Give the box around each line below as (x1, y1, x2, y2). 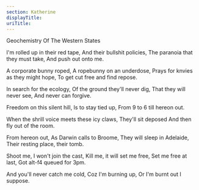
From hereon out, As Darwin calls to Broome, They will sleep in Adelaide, (6, 134, 189, 141)
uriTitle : (6, 20, 32, 26)
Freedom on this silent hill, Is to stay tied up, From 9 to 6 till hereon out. (6, 104, 185, 111)
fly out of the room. (6, 122, 55, 130)
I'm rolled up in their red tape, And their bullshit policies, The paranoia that (6, 49, 194, 56)
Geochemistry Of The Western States (6, 37, 101, 45)
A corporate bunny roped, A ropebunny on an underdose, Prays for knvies (6, 67, 194, 75)
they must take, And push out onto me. (6, 56, 104, 63)
